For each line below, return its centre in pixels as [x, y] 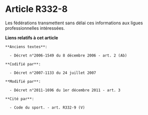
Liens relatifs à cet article [32, 38]
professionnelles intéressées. [35, 28]
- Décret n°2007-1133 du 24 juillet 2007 [53, 73]
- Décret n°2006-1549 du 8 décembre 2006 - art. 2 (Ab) [68, 56]
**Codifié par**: [23, 64]
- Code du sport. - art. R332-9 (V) [47, 108]
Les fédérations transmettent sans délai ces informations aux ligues [74, 23]
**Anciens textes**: [26, 47]
